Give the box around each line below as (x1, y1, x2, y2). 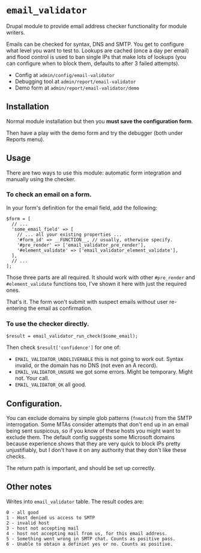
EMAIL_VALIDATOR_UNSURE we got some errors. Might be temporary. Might (14, 368, 193, 375)
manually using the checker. (6, 175, 76, 182)
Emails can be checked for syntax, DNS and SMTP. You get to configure (6, 40, 184, 48)
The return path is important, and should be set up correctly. (6, 464, 156, 471)
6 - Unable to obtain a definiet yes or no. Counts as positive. (6, 541, 173, 547)
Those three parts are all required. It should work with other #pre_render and (6, 273, 196, 281)
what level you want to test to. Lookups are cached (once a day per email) (6, 47, 190, 54)
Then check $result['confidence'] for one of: (6, 344, 121, 351)
